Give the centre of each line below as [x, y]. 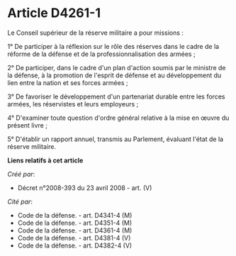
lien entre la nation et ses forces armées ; [68, 82]
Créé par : [21, 174]
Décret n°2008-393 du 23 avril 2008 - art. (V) [85, 188]
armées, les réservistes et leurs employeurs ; [73, 104]
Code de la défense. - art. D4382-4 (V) [75, 245]
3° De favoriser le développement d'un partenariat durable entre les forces [116, 96]
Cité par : [20, 201]
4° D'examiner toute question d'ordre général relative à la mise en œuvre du [118, 118]
